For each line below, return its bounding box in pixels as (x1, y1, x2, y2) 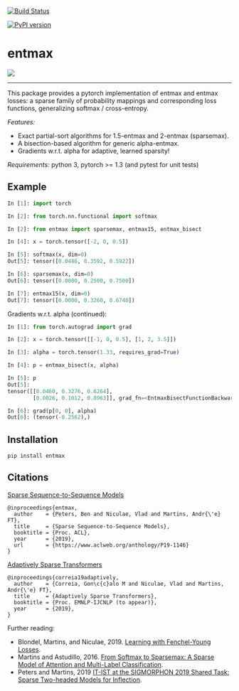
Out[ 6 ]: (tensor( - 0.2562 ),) (7, 414, 91, 421)
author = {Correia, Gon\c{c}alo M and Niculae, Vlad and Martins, (14, 580, 224, 587)
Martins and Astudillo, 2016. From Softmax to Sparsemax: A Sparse (17, 653, 215, 661)
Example (7, 181, 47, 193)
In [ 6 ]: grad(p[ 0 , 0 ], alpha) (7, 407, 97, 414)
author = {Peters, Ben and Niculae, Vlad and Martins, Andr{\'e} (14, 510, 221, 518)
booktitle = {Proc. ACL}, (14, 529, 91, 536)
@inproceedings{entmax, (7, 504, 78, 511)
